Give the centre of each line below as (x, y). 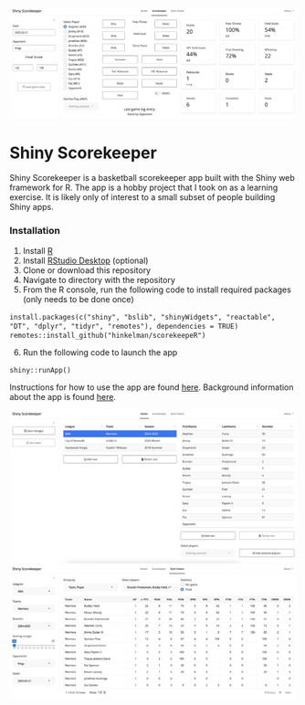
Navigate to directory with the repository (99, 279)
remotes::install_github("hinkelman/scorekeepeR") (108, 335)
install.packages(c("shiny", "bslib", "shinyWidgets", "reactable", (142, 317)
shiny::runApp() (40, 370)
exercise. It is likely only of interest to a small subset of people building (142, 197)
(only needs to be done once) (78, 299)
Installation (35, 231)
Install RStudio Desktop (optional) (85, 260)
